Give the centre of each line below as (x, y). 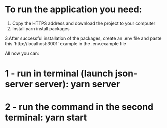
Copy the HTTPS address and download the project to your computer (84, 23)
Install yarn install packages (41, 28)
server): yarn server (77, 84)
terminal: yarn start (46, 118)
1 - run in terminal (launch (59, 74)
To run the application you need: (74, 9)
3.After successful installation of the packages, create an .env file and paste (83, 38)
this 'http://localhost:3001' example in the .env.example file (66, 43)
